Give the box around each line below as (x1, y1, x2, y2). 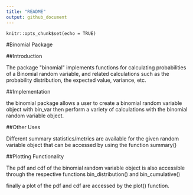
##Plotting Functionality (6, 152, 64, 160)
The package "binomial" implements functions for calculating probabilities (6, 63, 187, 71)
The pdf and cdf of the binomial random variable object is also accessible (6, 164, 185, 171)
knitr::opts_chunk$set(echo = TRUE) (6, 30, 96, 36)
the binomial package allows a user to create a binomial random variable (6, 99, 182, 107)
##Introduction (6, 52, 42, 59)
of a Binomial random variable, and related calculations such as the (6, 70, 169, 77)
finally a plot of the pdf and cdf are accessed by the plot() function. (6, 182, 170, 189)
